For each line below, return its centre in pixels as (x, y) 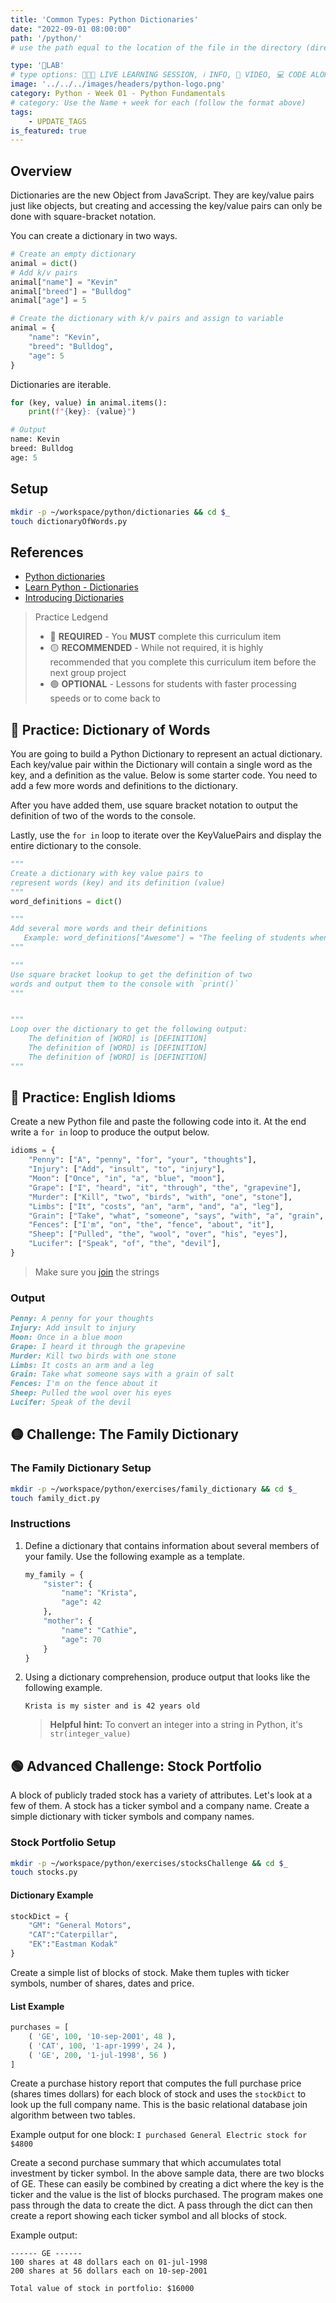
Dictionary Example (52, 1895)
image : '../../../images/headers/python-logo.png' (118, 84)
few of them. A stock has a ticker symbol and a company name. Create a (160, 1806)
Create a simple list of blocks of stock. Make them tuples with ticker (150, 1972)
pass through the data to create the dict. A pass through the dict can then (161, 2205)
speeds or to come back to (105, 698)
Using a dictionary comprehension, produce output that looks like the (167, 1677)
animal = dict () (44, 263)
